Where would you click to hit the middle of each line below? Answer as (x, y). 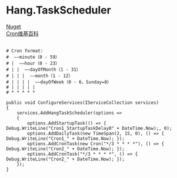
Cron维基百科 (22, 33)
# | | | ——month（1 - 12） (40, 76)
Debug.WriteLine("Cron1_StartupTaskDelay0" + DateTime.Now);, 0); (89, 128)
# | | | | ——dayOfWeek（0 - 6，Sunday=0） (59, 82)
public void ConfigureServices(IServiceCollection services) (83, 103)
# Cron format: (25, 51)
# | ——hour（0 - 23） (33, 63)
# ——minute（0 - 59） (33, 57)
